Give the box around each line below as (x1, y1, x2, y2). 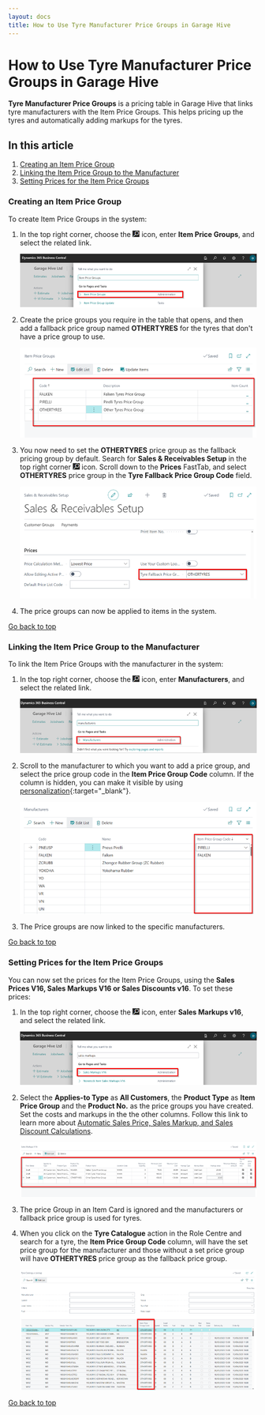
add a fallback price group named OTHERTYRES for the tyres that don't (19, 324, 253, 333)
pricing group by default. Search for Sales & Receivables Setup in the (19, 454, 247, 463)
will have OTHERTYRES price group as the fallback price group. (19, 1253, 227, 1263)
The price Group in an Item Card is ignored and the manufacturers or (19, 1205, 243, 1214)
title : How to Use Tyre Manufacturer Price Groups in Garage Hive (8, 21, 231, 29)
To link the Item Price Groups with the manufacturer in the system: (8, 660, 224, 669)
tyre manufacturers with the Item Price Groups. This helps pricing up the (8, 107, 244, 117)
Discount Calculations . (19, 1127, 93, 1136)
